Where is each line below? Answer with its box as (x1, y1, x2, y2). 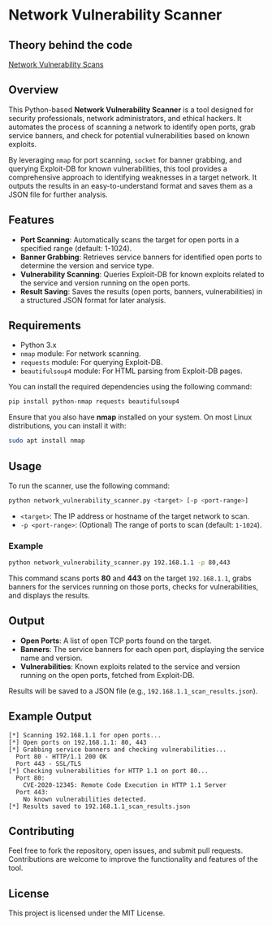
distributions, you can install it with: (8, 421, 127, 431)
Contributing (8, 824, 75, 838)
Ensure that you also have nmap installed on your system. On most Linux (8, 412, 253, 422)
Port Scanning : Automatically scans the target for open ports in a (19, 234, 240, 245)
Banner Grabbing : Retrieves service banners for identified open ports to (19, 252, 262, 262)
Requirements (8, 319, 81, 333)
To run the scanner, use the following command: (8, 481, 171, 490)
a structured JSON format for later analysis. (19, 295, 166, 305)
